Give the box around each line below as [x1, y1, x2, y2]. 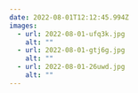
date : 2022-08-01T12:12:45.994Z [9, 12, 129, 22]
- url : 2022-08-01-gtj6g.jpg [17, 46, 126, 55]
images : [9, 21, 38, 30]
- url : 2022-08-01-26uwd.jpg [17, 63, 126, 72]
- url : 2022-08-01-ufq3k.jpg [17, 29, 126, 38]
